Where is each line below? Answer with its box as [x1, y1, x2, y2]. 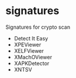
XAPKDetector [14, 60, 49, 67]
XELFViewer [14, 47, 44, 54]
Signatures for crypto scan [5, 23, 71, 30]
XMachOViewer [14, 53, 52, 60]
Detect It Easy [14, 35, 48, 42]
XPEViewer [14, 41, 42, 48]
